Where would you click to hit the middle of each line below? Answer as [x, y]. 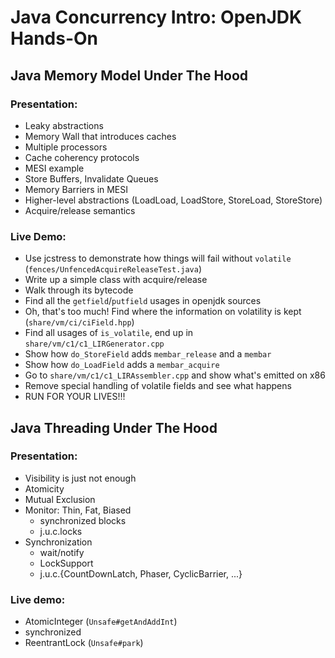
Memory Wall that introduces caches [100, 136]
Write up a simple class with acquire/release [116, 280]
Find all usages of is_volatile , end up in [109, 333]
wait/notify [62, 552]
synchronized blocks [83, 520]
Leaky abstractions [64, 125]
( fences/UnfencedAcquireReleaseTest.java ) [113, 269]
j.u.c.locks [61, 531]
